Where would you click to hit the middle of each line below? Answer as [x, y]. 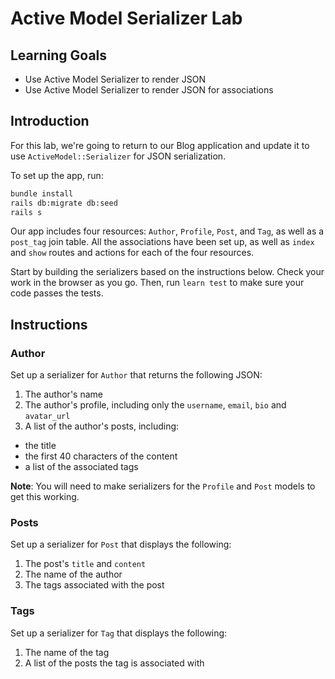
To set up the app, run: [57, 175]
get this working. [45, 497]
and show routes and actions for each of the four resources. [132, 253]
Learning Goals [59, 55]
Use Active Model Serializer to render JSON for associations [149, 90]
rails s [26, 212]
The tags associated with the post [94, 585]
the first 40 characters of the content [101, 456]
